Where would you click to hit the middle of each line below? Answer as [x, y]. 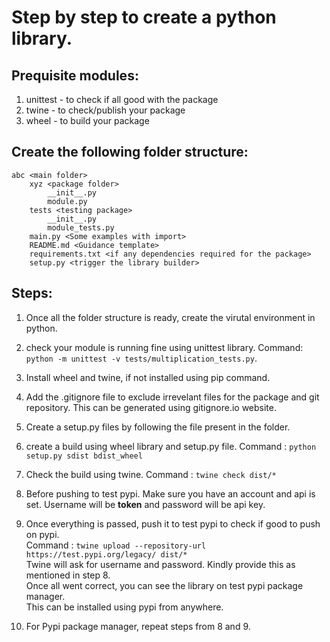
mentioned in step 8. [68, 575]
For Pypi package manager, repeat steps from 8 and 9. [138, 626]
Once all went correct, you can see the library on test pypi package [164, 585]
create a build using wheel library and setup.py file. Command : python [171, 446]
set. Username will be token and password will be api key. [145, 504]
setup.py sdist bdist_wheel [84, 456]
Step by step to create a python [144, 17]
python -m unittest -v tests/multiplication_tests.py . [141, 358]
